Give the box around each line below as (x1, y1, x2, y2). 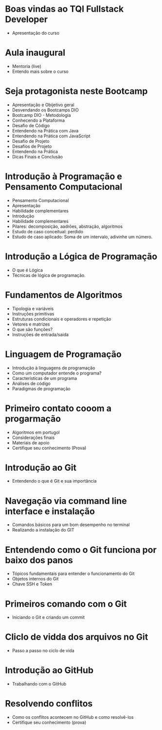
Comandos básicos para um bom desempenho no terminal (12, 522, 130, 528)
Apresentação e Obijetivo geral (12, 102, 74, 108)
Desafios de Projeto (12, 143, 52, 149)
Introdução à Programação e (5, 171, 123, 182)
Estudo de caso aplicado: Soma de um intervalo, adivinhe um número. (12, 234, 153, 240)
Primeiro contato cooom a (5, 402, 112, 414)
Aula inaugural (5, 47, 66, 58)
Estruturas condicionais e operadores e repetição (12, 316, 111, 322)
